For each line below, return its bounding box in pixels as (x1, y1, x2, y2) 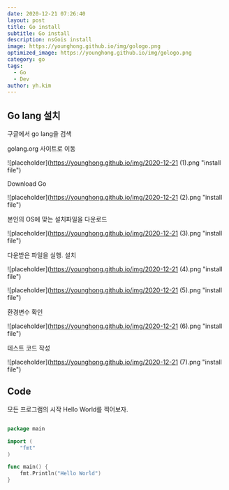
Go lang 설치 (7, 109, 61, 121)
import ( (7, 437, 33, 445)
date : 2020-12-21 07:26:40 (7, 10, 86, 18)
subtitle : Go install (7, 29, 71, 37)
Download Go (7, 179, 47, 188)
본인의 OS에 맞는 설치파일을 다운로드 (7, 215, 108, 224)
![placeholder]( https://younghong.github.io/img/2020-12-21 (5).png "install (7, 286, 222, 294)
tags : (7, 62, 23, 69)
